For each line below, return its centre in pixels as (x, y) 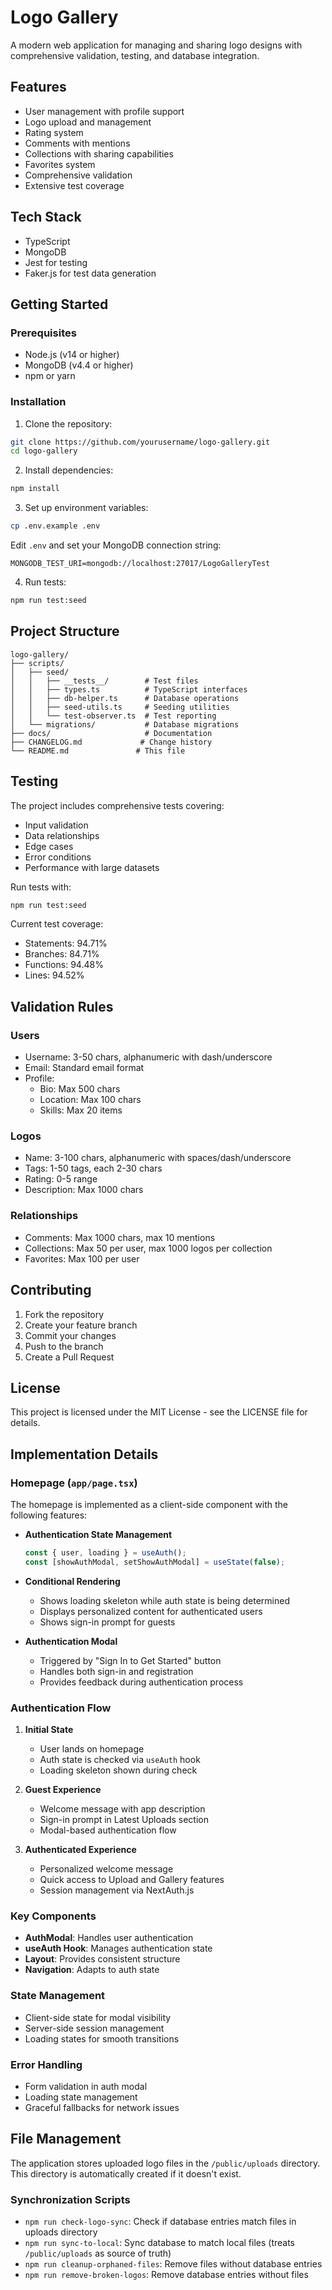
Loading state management (81, 2097)
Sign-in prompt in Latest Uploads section (124, 1820)
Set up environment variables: (86, 508)
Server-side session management (94, 2028)
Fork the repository (64, 1314)
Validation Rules (62, 1006)
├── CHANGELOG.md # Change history (111, 742)
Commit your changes (70, 1335)
